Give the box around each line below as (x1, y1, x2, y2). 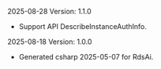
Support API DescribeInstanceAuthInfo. (18, 22, 148, 31)
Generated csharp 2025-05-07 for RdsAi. (18, 53, 154, 61)
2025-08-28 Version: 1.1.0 (7, 7, 92, 16)
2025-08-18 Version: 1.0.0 (7, 37, 92, 46)
